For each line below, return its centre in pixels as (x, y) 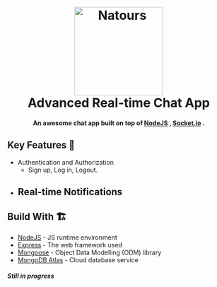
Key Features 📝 (41, 145)
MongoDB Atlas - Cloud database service (78, 259)
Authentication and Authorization (66, 162)
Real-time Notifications (70, 192)
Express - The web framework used (70, 245)
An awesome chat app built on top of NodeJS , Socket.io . (119, 123)
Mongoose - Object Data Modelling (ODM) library (89, 252)
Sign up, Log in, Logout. (63, 170)
